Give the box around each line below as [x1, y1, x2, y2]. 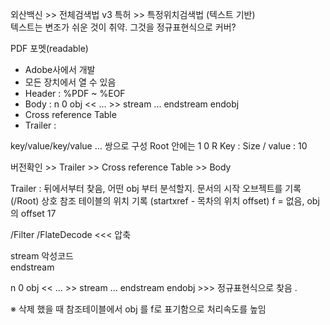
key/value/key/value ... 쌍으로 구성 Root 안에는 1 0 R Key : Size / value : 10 [10, 140, 308, 152]
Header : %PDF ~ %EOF [24, 88, 126, 99]
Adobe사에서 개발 [24, 64, 96, 75]
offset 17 [20, 208, 57, 219]
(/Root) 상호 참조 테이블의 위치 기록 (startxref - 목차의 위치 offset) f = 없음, [10, 195, 305, 207]
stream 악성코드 [10, 250, 74, 262]
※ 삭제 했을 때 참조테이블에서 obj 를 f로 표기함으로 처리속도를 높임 [10, 303, 267, 315]
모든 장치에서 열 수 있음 [24, 76, 117, 88]
